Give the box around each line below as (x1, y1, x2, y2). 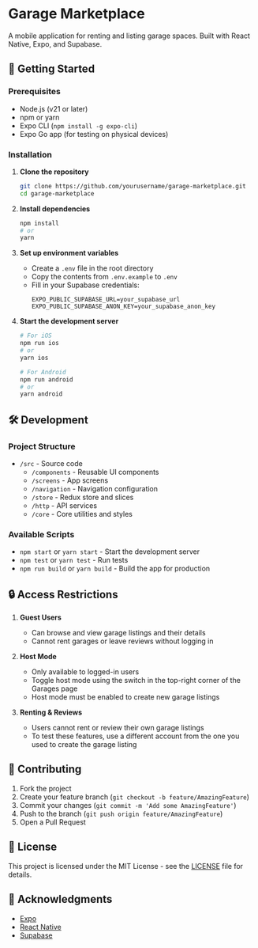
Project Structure (8, 441, 76, 452)
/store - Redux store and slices (31, 492, 134, 502)
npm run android (19, 375, 73, 384)
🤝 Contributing (8, 763, 82, 776)
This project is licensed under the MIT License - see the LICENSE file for (8, 861, 243, 870)
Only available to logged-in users (31, 667, 140, 677)
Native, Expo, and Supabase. (8, 39, 103, 48)
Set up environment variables (19, 248, 119, 258)
